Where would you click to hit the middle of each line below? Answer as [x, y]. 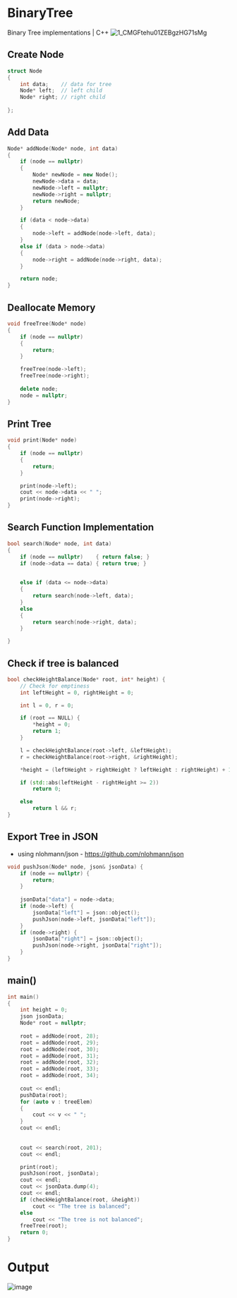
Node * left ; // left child [61, 91]
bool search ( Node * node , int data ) [60, 544]
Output [28, 1267]
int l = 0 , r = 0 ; [47, 705]
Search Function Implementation [81, 527]
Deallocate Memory [51, 307]
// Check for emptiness [55, 686]
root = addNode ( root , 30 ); [60, 1049]
